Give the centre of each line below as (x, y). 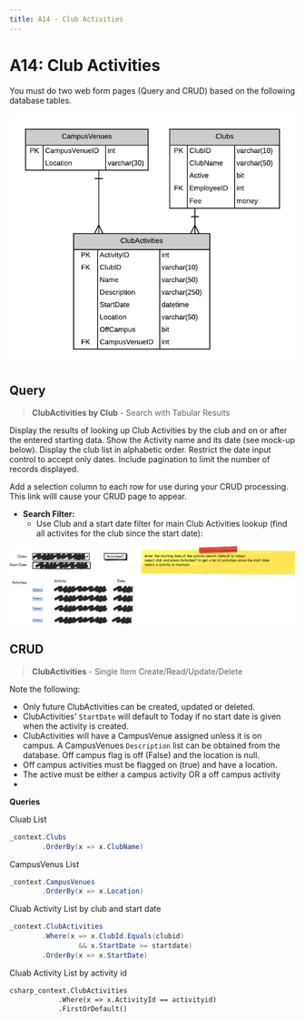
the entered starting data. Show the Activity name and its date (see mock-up (152, 440)
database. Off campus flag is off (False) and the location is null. (141, 754)
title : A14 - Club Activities (67, 19)
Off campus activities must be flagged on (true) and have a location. (150, 764)
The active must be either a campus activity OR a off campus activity (152, 774)
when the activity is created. (75, 726)
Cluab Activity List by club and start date (85, 909)
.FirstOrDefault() (93, 1009)
